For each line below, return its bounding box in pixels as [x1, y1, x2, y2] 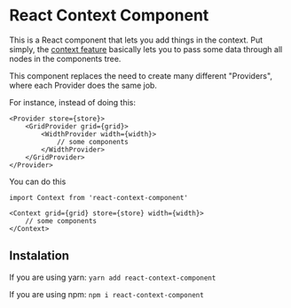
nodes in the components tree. [9, 53, 122, 64]
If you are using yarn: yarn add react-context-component [9, 272, 216, 282]
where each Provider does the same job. [9, 80, 158, 90]
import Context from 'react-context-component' [9, 193, 189, 202]
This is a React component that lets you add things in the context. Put [9, 35, 263, 45]
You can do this [9, 176, 67, 187]
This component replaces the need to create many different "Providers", [9, 70, 273, 81]
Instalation [9, 249, 69, 264]
